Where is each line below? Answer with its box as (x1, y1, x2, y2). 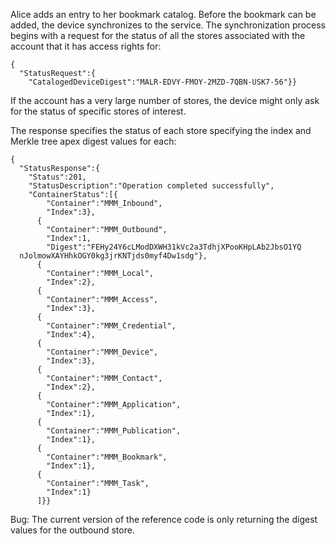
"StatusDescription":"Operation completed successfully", (28, 181, 275, 191)
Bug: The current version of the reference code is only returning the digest (10, 514, 318, 525)
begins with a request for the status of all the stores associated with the (10, 30, 306, 41)
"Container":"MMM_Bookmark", (46, 452, 168, 462)
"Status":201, (28, 172, 87, 182)
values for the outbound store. (10, 524, 135, 536)
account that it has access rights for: (10, 40, 162, 52)
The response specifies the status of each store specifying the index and (10, 125, 312, 136)
